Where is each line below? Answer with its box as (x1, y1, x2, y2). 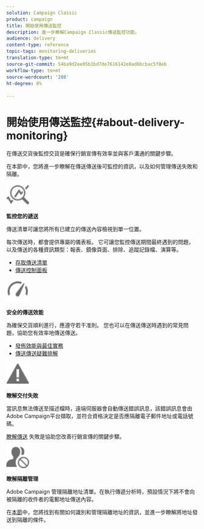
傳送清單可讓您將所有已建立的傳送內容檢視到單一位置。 (6, 226, 144, 233)
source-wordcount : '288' (6, 74, 69, 80)
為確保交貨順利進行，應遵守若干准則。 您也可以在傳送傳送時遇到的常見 (6, 322, 183, 329)
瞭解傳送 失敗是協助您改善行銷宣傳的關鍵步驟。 (6, 433, 125, 440)
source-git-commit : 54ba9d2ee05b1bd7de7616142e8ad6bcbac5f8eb (6, 61, 167, 67)
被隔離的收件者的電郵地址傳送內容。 (6, 496, 97, 503)
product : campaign (6, 16, 53, 22)
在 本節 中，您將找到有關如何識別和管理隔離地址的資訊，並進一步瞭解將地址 (6, 508, 192, 516)
